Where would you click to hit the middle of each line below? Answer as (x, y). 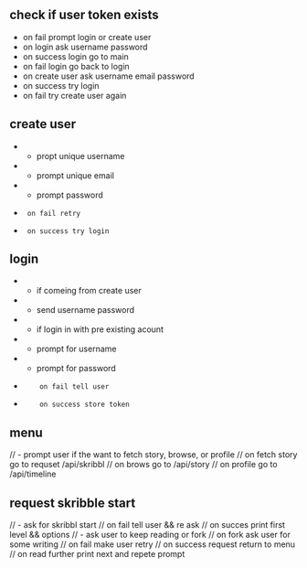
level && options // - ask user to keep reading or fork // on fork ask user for (150, 535)
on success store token (85, 405)
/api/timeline (33, 474)
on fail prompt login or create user (87, 37)
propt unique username (80, 155)
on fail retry (54, 213)
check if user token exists (84, 15)
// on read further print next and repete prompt (97, 554)
